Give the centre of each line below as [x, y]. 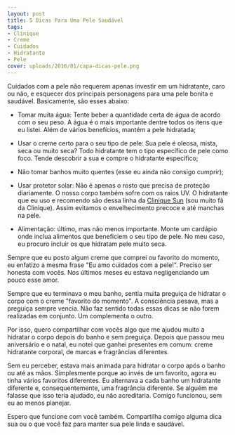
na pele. [29, 215]
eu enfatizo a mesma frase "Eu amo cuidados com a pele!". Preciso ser [110, 265]
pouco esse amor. [33, 280]
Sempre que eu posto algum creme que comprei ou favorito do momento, [114, 257]
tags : [15, 27]
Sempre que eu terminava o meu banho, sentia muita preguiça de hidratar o [117, 293]
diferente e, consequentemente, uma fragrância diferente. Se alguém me [113, 388]
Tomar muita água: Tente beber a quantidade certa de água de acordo [119, 115]
